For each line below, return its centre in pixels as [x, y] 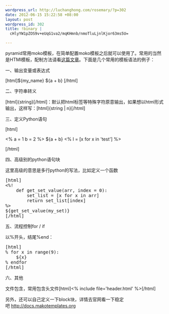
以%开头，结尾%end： [29, 237]
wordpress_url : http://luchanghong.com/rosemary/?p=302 [66, 10]
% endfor [16, 262]
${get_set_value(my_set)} [38, 211]
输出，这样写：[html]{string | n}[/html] [45, 108]
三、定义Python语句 [26, 119]
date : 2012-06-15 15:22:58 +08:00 [42, 15]
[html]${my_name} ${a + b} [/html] [41, 80]
